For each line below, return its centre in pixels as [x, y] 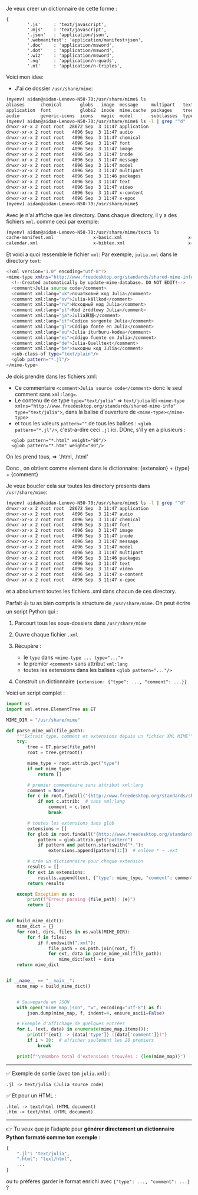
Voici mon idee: [25, 77]
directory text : [24, 261]
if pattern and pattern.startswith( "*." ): [90, 845]
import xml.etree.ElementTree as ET [51, 709]
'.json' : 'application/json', [68, 35]
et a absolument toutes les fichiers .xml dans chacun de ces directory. [91, 591]
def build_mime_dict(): [35, 921]
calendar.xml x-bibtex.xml [66, 243]
